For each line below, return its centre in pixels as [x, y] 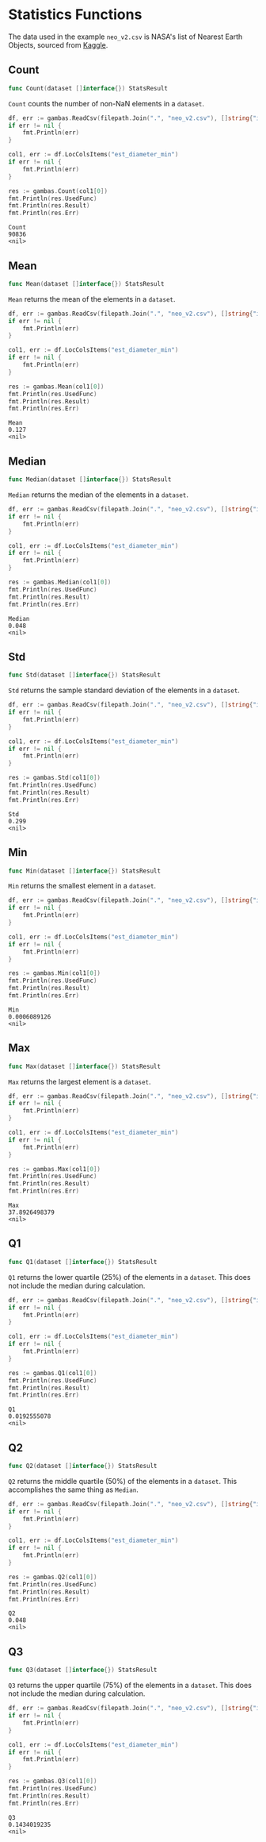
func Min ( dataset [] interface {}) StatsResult [84, 871]
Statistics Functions [75, 15]
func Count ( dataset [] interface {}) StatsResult [88, 88]
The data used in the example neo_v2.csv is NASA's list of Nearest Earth [125, 37]
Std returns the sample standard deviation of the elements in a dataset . [124, 690]
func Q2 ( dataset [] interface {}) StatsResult [83, 1466]
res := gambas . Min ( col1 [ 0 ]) [55, 973]
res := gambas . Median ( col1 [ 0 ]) [60, 582]
